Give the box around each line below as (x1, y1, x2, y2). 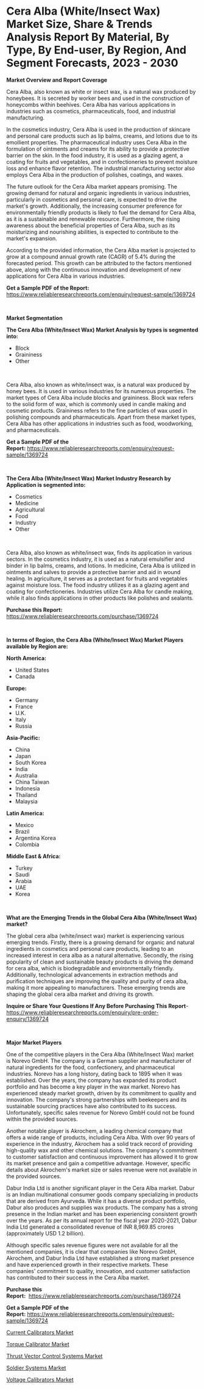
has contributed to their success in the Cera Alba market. (6, 1274, 150, 1281)
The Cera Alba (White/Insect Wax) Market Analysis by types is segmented (6, 326, 199, 333)
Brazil (15, 828, 30, 835)
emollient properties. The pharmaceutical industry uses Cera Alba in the (6, 138, 187, 146)
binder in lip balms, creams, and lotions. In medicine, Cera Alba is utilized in (6, 562, 196, 569)
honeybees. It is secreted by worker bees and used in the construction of (6, 94, 191, 102)
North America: (6, 654, 47, 662)
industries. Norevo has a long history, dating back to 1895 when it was (6, 1070, 183, 1077)
